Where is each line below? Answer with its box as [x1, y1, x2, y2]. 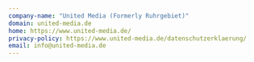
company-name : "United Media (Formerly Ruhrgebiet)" [8, 11, 189, 20]
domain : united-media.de [8, 19, 92, 27]
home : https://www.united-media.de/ [8, 27, 131, 35]
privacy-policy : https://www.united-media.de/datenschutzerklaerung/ [8, 34, 248, 43]
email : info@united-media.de [8, 42, 106, 50]
